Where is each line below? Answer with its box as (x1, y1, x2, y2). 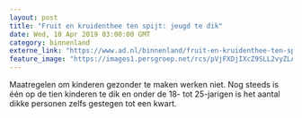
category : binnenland (9, 38, 91, 47)
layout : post (9, 13, 58, 22)
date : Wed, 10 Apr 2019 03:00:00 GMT (9, 29, 151, 38)
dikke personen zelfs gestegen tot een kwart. (9, 98, 177, 108)
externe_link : (9, 46, 63, 55)
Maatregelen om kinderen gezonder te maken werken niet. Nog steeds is (9, 80, 280, 89)
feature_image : (9, 55, 67, 63)
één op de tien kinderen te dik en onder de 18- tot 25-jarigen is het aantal (9, 88, 280, 99)
